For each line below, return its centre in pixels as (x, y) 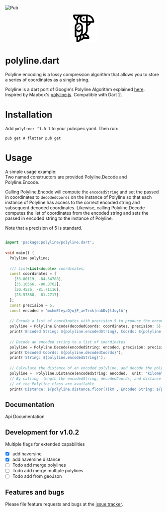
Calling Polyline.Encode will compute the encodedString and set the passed (82, 192)
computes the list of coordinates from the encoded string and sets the (77, 213)
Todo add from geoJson (37, 476)
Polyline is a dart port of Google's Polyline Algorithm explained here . (75, 89)
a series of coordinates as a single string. (47, 80)
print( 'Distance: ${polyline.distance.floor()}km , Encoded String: (82, 389)
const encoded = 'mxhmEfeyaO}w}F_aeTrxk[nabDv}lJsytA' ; (69, 311)
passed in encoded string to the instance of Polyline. (59, 218)
